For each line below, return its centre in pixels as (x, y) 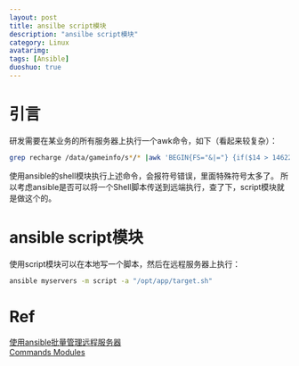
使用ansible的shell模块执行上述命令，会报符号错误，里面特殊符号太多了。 (144, 176)
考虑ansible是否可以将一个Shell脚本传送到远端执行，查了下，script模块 (147, 187)
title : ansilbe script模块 (58, 26)
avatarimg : (29, 51)
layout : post (33, 17)
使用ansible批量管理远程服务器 (65, 342)
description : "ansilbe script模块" (74, 34)
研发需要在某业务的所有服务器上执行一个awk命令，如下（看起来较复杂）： (143, 140)
